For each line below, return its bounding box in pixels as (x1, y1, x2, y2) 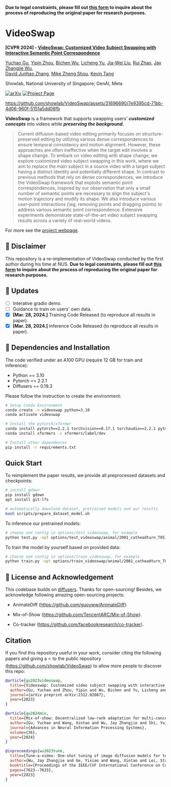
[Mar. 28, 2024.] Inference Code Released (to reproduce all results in (12, 323, 159, 329)
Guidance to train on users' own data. (12, 306, 92, 312)
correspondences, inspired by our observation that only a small (17, 185, 151, 191)
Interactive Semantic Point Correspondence (5, 49, 100, 56)
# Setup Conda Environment (5, 403, 63, 408)
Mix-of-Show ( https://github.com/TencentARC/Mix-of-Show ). (12, 612, 142, 618)
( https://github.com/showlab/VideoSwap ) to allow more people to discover (5, 663, 162, 669)
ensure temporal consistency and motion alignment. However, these (17, 141, 161, 147)
